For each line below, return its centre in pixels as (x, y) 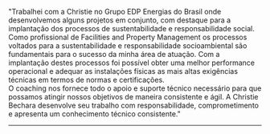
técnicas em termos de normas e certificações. (86, 80)
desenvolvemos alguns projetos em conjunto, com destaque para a (120, 20)
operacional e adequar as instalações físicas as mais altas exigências (123, 71)
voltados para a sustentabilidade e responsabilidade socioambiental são (128, 46)
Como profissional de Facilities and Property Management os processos (128, 37)
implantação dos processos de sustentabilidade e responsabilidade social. (131, 28)
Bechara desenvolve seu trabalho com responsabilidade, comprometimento (134, 105)
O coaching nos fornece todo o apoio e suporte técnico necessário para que (135, 88)
